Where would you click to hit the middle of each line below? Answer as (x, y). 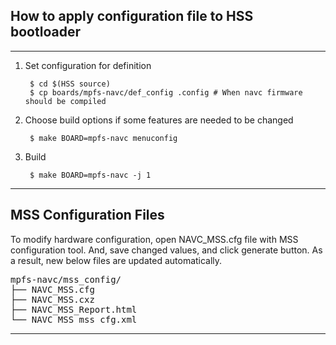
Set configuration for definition (88, 65)
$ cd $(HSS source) (70, 84)
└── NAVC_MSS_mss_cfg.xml (74, 319)
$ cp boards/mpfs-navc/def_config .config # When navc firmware (166, 92)
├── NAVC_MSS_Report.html (74, 309)
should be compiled (65, 101)
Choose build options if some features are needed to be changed (159, 120)
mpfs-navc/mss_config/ (66, 279)
